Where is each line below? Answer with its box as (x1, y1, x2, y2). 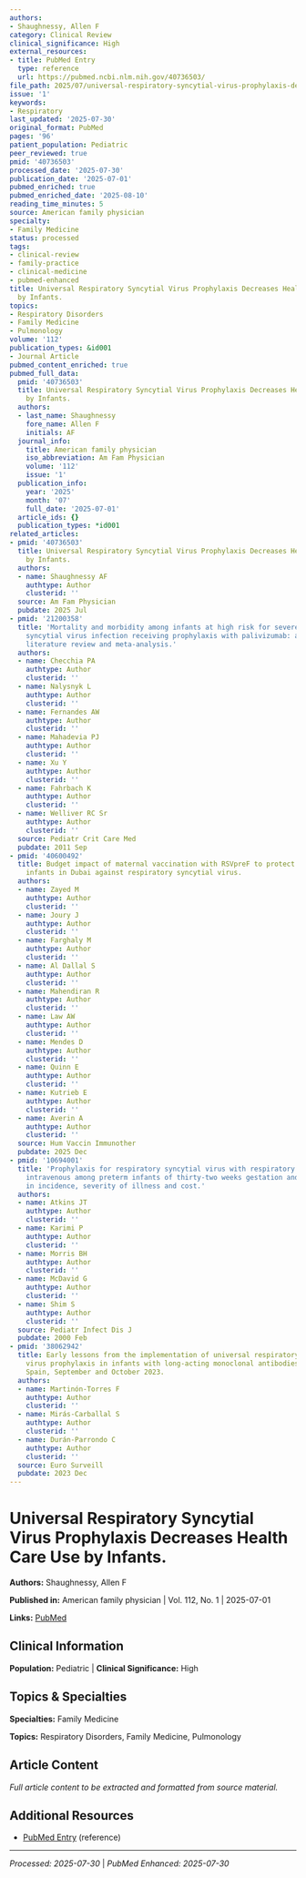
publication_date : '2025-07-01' (9, 174, 132, 183)
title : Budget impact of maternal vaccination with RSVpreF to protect (17, 859, 296, 869)
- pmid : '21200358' (9, 614, 84, 624)
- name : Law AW (17, 1012, 76, 1021)
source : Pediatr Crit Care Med (17, 834, 137, 843)
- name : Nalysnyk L (17, 682, 92, 691)
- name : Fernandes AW (17, 707, 100, 716)
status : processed (9, 233, 79, 242)
